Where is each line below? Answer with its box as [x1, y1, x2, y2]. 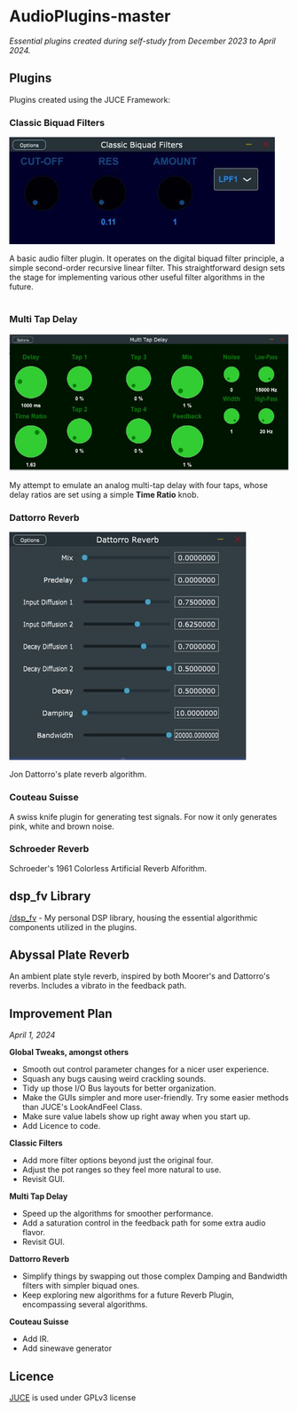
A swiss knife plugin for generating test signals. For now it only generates [9, 811, 278, 822]
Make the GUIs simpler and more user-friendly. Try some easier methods [21, 1092, 289, 1103]
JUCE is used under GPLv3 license [9, 1392, 137, 1403]
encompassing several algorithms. [21, 1299, 148, 1310]
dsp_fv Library [9, 889, 91, 904]
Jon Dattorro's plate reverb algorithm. [9, 769, 147, 780]
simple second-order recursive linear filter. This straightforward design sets [9, 263, 286, 273]
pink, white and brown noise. [9, 821, 115, 832]
